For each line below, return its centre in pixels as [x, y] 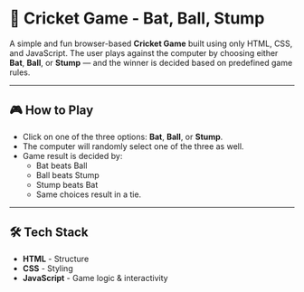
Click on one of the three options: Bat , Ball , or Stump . [123, 137]
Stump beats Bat [67, 184]
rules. [20, 72]
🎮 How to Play [52, 111]
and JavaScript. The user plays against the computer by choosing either [144, 52]
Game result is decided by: [72, 155]
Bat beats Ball [62, 165]
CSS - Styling [48, 268]
